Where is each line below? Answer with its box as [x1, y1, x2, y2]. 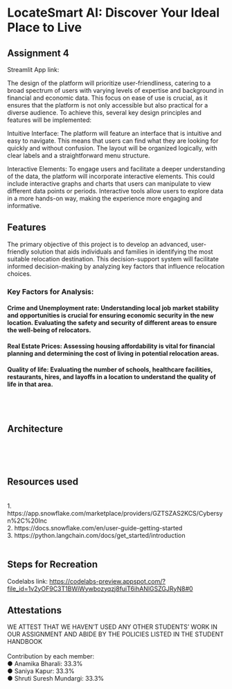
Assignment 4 [7, 47, 69, 59]
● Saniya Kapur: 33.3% [7, 667, 75, 675]
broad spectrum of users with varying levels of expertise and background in [7, 87, 224, 94]
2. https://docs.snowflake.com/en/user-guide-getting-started [7, 523, 183, 532]
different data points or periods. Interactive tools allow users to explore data [7, 187, 224, 195]
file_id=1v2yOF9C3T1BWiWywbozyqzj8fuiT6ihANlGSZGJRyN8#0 [7, 584, 193, 593]
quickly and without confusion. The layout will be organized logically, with [7, 144, 218, 152]
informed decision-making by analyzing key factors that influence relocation [7, 262, 225, 270]
